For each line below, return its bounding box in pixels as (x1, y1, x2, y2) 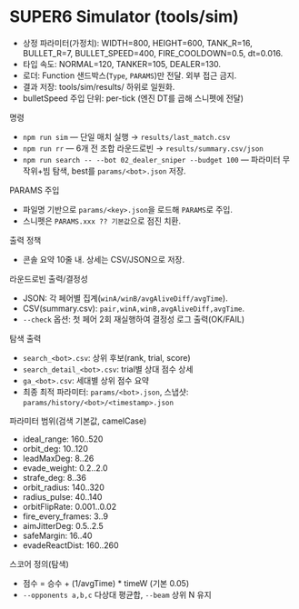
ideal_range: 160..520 (22, 434, 104, 444)
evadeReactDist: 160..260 (22, 539, 120, 551)
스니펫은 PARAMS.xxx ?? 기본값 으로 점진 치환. (22, 215, 182, 226)
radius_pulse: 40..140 (22, 491, 103, 502)
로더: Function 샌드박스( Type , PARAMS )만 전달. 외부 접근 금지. (22, 70, 237, 81)
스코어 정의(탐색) (9, 558, 70, 569)
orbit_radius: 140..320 (22, 482, 105, 493)
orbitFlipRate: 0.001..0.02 (22, 501, 116, 512)
